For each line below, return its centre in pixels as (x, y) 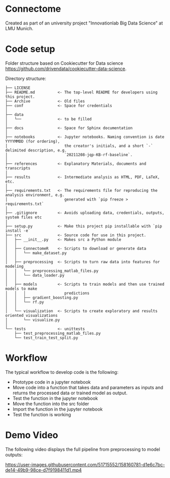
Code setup (30, 49)
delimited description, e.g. (36, 150)
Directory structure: (26, 78)
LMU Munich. (19, 28)
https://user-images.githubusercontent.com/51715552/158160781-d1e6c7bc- (85, 464)
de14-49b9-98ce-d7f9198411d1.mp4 (44, 470)
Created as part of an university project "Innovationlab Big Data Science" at (84, 23)
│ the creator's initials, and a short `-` (79, 146)
